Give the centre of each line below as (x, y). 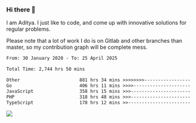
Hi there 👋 (21, 10)
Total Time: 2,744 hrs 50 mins (46, 69)
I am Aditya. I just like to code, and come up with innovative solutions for (96, 23)
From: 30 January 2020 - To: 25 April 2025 (62, 58)
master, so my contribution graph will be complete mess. (77, 47)
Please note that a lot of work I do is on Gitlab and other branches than (94, 41)
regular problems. (28, 29)
